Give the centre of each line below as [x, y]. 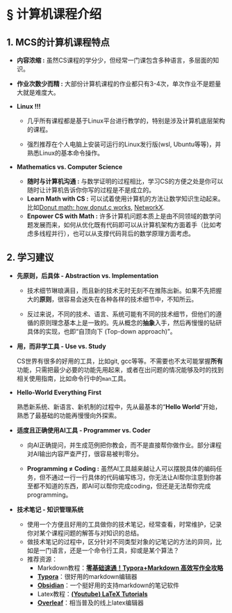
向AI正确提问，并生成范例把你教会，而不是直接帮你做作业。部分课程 [124, 445]
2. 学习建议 [30, 257]
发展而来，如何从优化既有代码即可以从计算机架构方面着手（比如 [124, 225]
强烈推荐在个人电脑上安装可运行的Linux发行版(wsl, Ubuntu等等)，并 [124, 144]
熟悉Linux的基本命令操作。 [65, 153]
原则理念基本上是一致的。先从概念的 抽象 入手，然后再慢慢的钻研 [131, 323]
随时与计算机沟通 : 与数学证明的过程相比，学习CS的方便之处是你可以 [125, 181]
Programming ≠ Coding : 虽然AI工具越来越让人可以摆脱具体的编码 [122, 468]
